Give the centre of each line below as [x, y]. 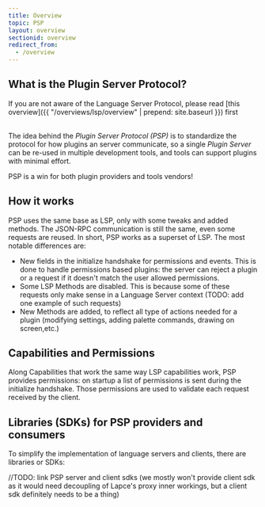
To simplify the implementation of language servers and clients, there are [127, 454]
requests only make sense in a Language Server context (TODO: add [132, 295]
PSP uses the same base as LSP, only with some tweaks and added [118, 220]
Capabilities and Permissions [82, 353]
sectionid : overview [42, 38]
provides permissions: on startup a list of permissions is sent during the [125, 380]
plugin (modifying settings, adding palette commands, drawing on [127, 320]
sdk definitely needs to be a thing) [64, 494]
